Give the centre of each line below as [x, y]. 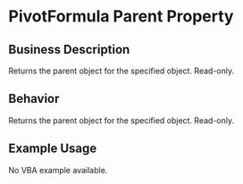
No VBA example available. [58, 170]
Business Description [69, 50]
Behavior [34, 99]
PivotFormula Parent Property [121, 17]
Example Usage [53, 149]
